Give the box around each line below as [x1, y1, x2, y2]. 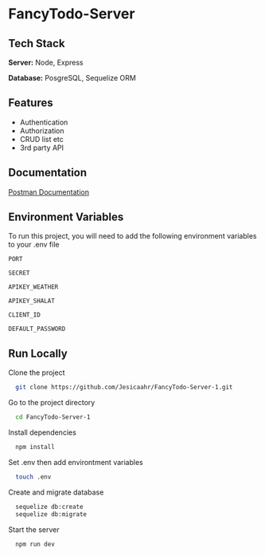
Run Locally [8, 346, 68, 360]
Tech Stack [8, 37, 65, 50]
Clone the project [8, 368, 65, 377]
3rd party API [19, 143, 64, 152]
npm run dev [15, 540, 56, 548]
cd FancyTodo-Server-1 [15, 413, 91, 421]
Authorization [19, 125, 65, 136]
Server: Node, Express [8, 57, 84, 67]
